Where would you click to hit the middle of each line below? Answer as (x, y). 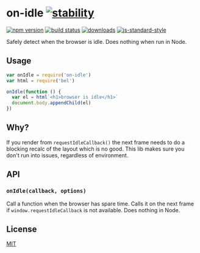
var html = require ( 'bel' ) (41, 80)
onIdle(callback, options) (46, 191)
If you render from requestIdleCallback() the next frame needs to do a (95, 142)
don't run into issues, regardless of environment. (67, 155)
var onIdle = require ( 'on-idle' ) (49, 75)
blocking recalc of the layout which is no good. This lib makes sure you (95, 149)
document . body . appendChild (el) (52, 103)
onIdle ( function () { (34, 91)
